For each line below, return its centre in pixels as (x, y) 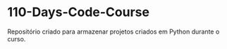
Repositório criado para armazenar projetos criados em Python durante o (114, 31)
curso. (17, 38)
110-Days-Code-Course (79, 12)
